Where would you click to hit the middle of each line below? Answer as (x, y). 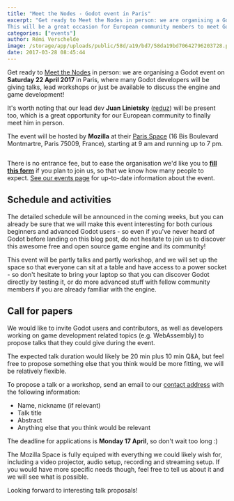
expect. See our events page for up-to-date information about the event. (111, 177)
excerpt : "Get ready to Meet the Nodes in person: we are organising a (113, 20)
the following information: (44, 392)
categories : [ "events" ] (42, 33)
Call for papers (40, 311)
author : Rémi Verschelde (43, 40)
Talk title (29, 413)
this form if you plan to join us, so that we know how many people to (106, 170)
